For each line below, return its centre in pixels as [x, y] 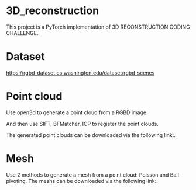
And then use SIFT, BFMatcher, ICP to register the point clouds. [82, 124]
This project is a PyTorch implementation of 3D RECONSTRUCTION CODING [98, 27]
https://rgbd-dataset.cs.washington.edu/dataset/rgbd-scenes [80, 73]
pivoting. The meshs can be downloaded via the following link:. [82, 181]
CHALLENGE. [22, 33]
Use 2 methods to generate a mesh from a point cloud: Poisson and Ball [93, 175]
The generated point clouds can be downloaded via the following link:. [91, 135]
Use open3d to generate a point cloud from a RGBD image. [77, 112]
